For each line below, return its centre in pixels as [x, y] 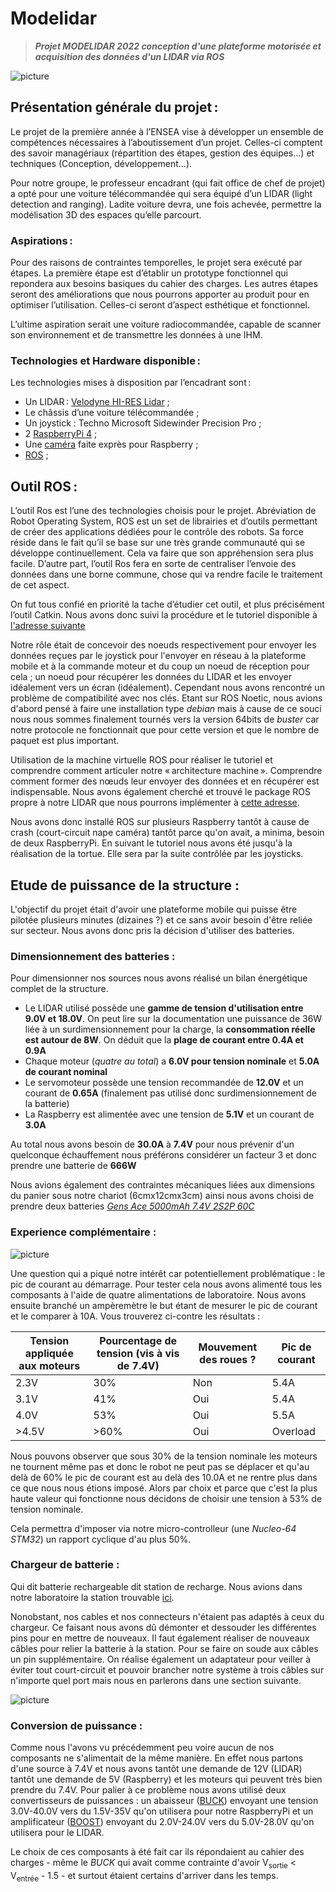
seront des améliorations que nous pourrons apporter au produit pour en [160, 294]
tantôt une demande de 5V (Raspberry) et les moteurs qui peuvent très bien [166, 1779]
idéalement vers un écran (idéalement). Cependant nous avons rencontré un [167, 688]
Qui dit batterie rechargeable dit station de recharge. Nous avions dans [156, 1586]
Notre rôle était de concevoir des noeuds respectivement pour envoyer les [163, 645]
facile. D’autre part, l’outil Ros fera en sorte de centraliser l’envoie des [153, 564]
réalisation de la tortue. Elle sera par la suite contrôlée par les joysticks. [157, 854]
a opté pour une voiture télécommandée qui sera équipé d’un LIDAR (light [161, 193]
